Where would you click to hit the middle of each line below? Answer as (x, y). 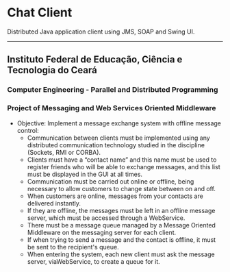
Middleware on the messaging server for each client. (102, 232)
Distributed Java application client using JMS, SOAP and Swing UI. (101, 32)
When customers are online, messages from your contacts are (115, 196)
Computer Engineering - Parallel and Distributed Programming (113, 90)
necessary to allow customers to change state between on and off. (121, 188)
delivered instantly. (54, 203)
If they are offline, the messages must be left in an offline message (121, 210)
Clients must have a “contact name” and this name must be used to (122, 160)
